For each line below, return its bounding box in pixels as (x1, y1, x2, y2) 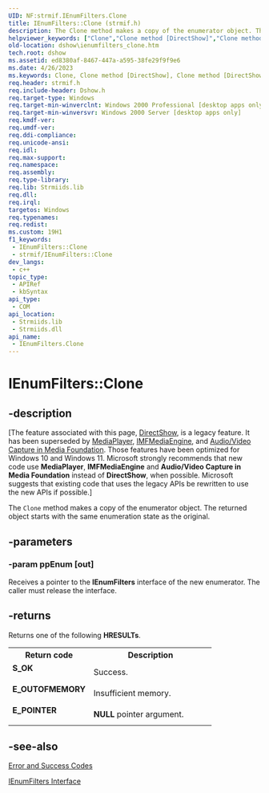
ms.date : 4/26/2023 (8, 64, 74, 72)
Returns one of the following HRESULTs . (8, 630, 142, 640)
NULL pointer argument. (93, 708, 184, 719)
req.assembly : (8, 169, 56, 177)
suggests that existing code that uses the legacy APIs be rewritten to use (8, 479, 249, 489)
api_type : (8, 295, 42, 303)
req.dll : (8, 190, 38, 199)
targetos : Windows (8, 205, 70, 213)
